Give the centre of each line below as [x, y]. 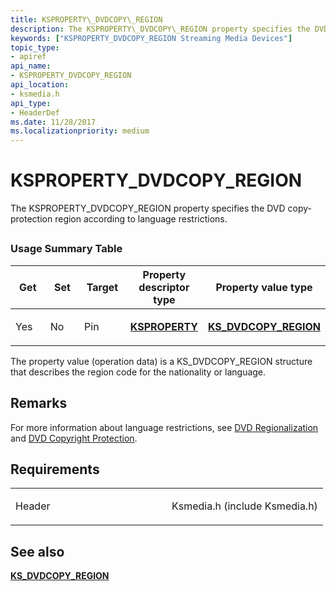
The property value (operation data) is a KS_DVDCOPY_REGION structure [161, 361]
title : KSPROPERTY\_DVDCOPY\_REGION [86, 19]
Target [102, 287]
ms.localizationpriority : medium [80, 131]
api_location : [40, 85]
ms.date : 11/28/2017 [53, 122]
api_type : [31, 103]
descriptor [164, 287]
